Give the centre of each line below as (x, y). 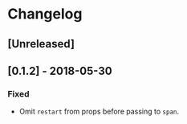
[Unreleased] (41, 44)
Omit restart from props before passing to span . (99, 112)
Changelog (45, 14)
